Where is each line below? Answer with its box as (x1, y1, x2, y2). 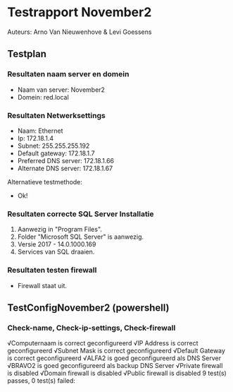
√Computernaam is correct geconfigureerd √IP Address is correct (7, 339, 199, 348)
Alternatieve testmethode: (7, 177, 83, 186)
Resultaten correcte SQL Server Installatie (7, 209, 154, 219)
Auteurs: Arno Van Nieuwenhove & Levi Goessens (7, 28, 152, 36)
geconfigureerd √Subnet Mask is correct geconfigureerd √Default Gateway (7, 347, 225, 355)
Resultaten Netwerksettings (7, 110, 106, 120)
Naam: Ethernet (17, 126, 63, 135)
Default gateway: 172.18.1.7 (17, 149, 95, 158)
